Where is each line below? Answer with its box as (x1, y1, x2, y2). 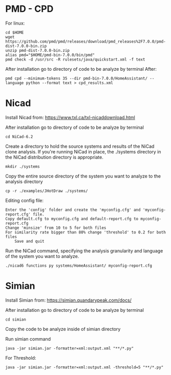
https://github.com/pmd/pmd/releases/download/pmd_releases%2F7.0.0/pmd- (5, 39, 166, 44)
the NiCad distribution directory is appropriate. (5, 154, 103, 160)
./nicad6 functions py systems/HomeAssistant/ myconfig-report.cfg (5, 263, 153, 268)
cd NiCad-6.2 (5, 134, 33, 139)
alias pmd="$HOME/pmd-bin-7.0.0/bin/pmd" (5, 52, 95, 57)
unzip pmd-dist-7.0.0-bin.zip (5, 48, 70, 53)
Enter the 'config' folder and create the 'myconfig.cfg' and (5, 207, 141, 212)
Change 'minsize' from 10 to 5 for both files (5, 225, 106, 230)
